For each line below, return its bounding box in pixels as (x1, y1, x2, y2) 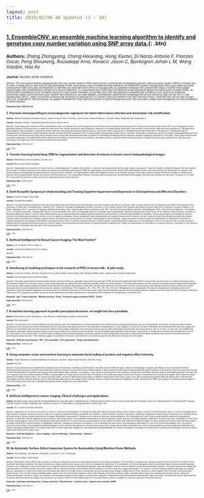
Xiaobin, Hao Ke (6, 64, 41, 70)
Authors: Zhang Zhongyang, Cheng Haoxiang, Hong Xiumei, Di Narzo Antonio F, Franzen (6, 53, 194, 60)
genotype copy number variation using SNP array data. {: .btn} (6, 40, 167, 47)
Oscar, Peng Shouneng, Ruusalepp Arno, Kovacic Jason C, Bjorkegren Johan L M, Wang (6, 58, 192, 64)
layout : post (6, 9, 39, 15)
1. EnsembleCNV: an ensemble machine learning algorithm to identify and (6, 33, 196, 41)
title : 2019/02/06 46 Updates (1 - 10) (6, 15, 107, 21)
